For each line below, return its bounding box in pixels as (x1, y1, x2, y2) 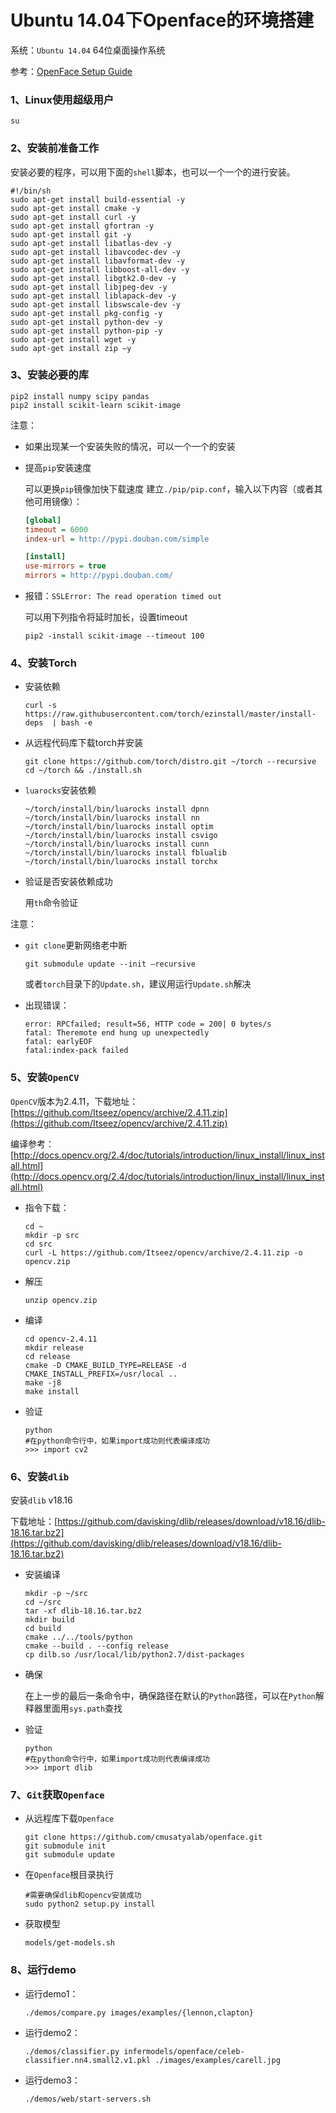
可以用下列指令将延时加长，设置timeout (24, 611, 188, 623)
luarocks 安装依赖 (24, 784, 97, 796)
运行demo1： (24, 1987, 79, 2000)
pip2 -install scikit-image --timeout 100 (24, 631, 205, 641)
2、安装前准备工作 (10, 141, 100, 155)
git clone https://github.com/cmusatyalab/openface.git (24, 1832, 263, 1843)
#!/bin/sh (10, 186, 52, 196)
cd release (24, 1351, 71, 1361)
